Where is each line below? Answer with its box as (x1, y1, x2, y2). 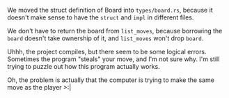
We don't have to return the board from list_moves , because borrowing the (7, 27, 223, 35)
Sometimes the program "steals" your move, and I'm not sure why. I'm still (7, 55, 220, 63)
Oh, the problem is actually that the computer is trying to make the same (7, 76, 214, 84)
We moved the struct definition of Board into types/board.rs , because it (7, 6, 214, 14)
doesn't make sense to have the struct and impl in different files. (7, 13, 194, 22)
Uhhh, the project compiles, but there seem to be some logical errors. (7, 48, 207, 56)
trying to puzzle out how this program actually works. (7, 63, 160, 70)
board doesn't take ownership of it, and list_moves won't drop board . (7, 34, 204, 42)
